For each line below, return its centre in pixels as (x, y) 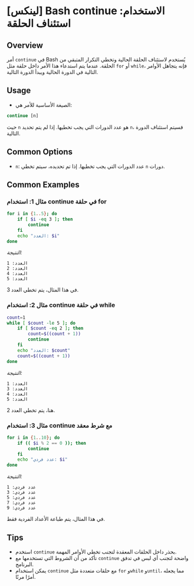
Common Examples (43, 184)
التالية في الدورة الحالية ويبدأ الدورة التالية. (52, 72)
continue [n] (23, 116)
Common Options (40, 152)
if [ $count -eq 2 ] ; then (50, 328)
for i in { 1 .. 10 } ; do (33, 438)
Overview (25, 45)
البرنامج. (24, 564)
